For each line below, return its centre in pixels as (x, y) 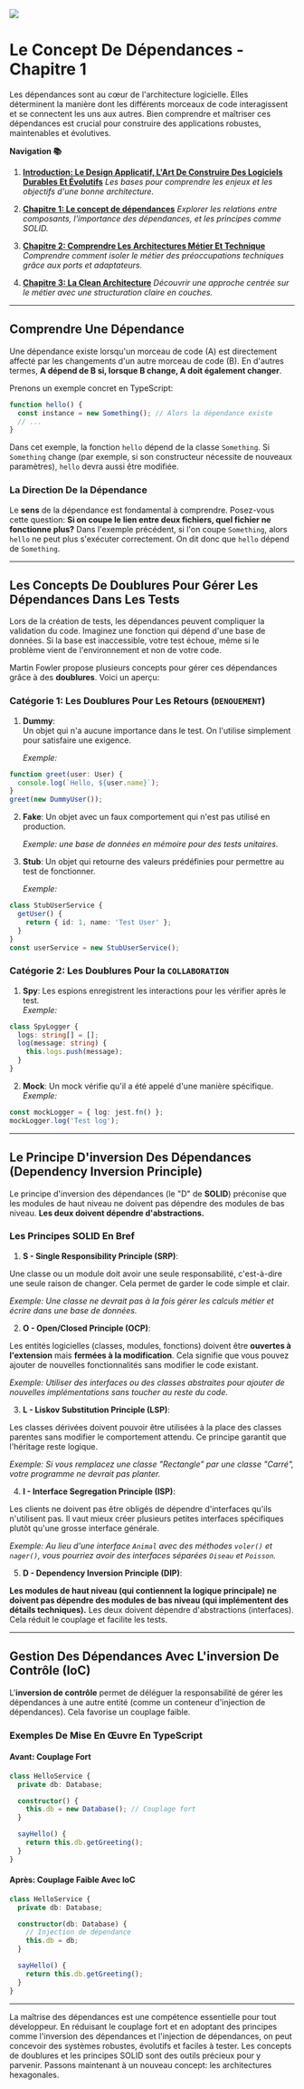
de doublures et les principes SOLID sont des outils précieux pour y (135, 2055)
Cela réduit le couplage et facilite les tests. (89, 1619)
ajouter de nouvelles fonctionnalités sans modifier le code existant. (134, 1364)
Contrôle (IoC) (50, 1670)
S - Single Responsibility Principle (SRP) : (100, 1255)
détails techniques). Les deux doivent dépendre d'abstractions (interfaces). (152, 1609)
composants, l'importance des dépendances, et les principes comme (152, 219)
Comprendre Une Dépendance (97, 330)
